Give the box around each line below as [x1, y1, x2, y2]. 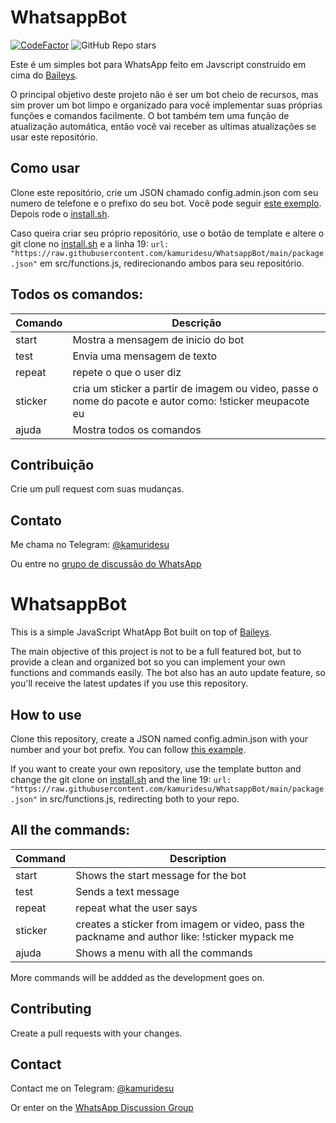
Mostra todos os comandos [72, 422, 202, 436]
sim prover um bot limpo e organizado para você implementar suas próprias [10, 99, 323, 111]
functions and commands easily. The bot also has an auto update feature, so [10, 667, 326, 679]
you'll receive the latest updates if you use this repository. [10, 677, 249, 690]
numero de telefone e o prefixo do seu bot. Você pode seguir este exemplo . [10, 197, 322, 209]
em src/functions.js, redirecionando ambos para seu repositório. [39, 257, 305, 269]
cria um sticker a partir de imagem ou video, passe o [72, 381, 319, 395]
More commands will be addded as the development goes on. [10, 971, 265, 983]
